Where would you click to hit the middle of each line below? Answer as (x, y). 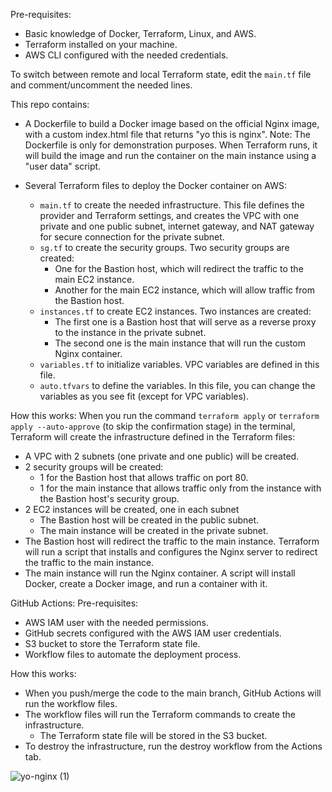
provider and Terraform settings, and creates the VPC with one (169, 215)
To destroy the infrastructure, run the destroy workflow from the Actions (173, 746)
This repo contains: (50, 104)
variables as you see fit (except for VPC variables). (144, 396)
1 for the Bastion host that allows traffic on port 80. (144, 477)
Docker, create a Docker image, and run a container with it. (146, 583)
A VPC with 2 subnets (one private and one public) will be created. (162, 456)
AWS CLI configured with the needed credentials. (126, 55)
